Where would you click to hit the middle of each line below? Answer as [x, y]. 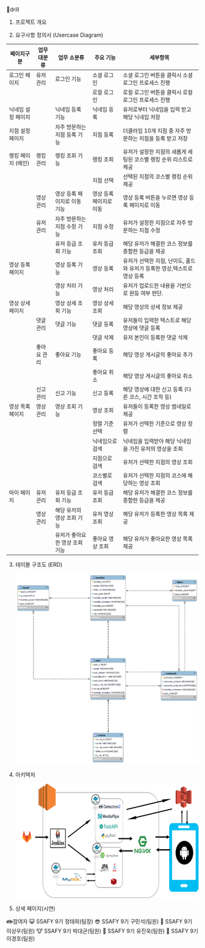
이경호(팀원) [21, 939]
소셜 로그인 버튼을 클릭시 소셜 [158, 75]
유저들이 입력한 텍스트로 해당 [157, 320]
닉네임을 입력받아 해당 [149, 441]
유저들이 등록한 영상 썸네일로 [157, 406]
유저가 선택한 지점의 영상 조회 [158, 462]
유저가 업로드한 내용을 [149, 285]
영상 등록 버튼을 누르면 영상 [155, 198]
